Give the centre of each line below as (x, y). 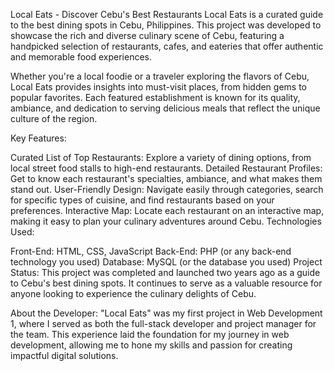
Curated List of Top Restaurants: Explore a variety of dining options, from (161, 157)
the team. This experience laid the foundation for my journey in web (150, 334)
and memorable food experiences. (81, 57)
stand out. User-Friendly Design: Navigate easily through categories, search (167, 189)
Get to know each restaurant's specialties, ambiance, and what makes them (166, 178)
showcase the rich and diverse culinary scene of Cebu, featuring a (147, 35)
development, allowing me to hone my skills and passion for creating (151, 345)
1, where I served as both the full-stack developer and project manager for (163, 323)
